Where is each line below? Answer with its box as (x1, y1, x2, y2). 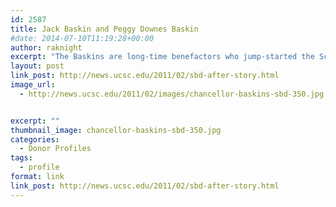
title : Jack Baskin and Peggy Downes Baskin (10, 24, 199, 34)
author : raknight (10, 42, 83, 53)
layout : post (10, 61, 65, 71)
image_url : (10, 80, 56, 90)
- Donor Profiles (19, 144, 92, 154)
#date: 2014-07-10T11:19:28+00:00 (10, 33, 155, 43)
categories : (10, 134, 60, 145)
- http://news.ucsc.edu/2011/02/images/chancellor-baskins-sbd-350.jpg (19, 89, 325, 99)
